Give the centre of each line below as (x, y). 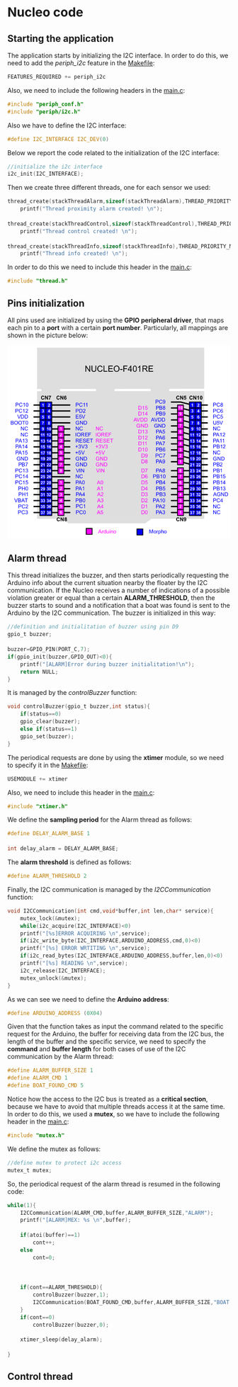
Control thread (40, 1377)
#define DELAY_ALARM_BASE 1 (49, 834)
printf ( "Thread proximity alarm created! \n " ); (91, 209)
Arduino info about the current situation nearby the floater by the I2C (108, 583)
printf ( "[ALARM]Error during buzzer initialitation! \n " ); (107, 664)
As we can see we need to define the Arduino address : (88, 999)
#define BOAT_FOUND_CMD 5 (45, 1086)
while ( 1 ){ (22, 1205)
